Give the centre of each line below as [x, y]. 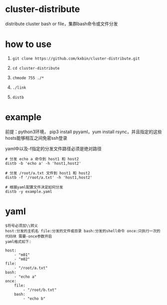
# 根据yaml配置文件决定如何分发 [34, 187]
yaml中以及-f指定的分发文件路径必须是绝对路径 [53, 148]
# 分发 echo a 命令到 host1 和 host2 [42, 159]
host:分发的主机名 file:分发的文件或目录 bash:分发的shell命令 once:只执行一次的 [83, 231]
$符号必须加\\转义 [22, 226]
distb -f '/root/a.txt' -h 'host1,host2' [49, 177]
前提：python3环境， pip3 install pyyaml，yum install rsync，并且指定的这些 [83, 132]
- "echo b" [34, 298]
